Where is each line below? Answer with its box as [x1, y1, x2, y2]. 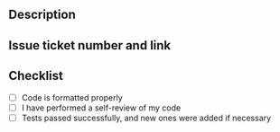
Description [8, 7, 76, 22]
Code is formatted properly [21, 92, 123, 102]
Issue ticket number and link [8, 38, 172, 53]
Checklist [8, 68, 64, 84]
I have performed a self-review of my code [21, 102, 182, 113]
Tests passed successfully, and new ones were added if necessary [21, 112, 272, 123]
